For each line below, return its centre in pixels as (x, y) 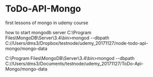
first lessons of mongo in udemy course (47, 23)
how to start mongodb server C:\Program (48, 32)
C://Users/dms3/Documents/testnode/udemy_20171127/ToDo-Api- (74, 63)
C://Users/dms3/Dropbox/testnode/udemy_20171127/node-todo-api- (77, 43)
